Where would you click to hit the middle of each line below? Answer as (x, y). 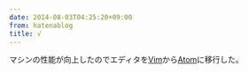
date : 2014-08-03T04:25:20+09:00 (71, 17)
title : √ (25, 33)
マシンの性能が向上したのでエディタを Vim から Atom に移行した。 (126, 60)
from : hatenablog (41, 26)
